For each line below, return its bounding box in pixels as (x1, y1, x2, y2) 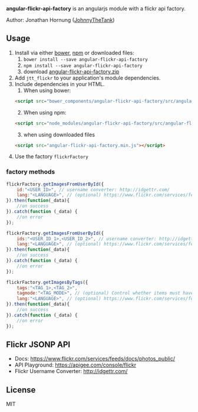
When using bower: (23, 87, 71, 94)
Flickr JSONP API (6, 339, 71, 349)
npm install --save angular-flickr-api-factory (23, 63, 143, 68)
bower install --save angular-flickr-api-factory (23, 56, 148, 63)
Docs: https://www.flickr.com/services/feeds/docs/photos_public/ (14, 355, 176, 362)
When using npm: (23, 109, 67, 116)
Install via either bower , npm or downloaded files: (14, 49, 134, 56)
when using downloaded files (23, 131, 95, 138)
